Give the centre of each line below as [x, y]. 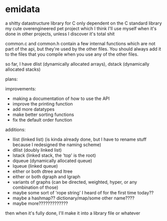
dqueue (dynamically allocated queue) [52, 160]
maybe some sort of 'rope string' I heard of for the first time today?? [83, 192]
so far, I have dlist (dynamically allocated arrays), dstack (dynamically [77, 64]
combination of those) [35, 187]
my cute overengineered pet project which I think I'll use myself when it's [81, 28]
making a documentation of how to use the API [61, 98]
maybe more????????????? [40, 203]
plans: [12, 79]
